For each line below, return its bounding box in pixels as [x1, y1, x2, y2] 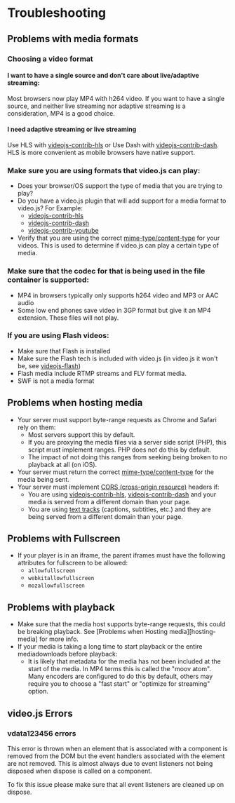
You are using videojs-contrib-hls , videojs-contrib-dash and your [27, 490, 217, 499]
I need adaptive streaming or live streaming [7, 125, 137, 134]
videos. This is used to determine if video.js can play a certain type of [17, 241, 220, 250]
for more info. [39, 635, 79, 643]
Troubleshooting [7, 5, 107, 21]
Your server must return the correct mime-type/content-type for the [17, 468, 214, 476]
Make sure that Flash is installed [17, 346, 111, 355]
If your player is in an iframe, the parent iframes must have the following [17, 551, 226, 560]
